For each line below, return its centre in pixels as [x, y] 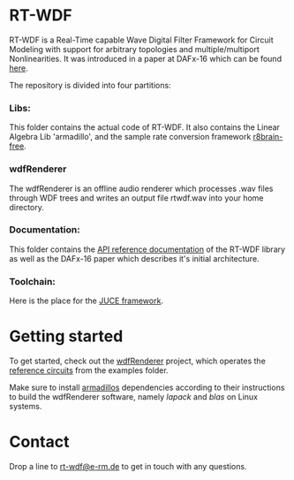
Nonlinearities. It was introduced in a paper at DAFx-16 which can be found [146, 58]
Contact [39, 442]
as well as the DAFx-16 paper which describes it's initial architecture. [134, 258]
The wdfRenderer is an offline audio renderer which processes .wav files [141, 188]
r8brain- [268, 137]
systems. [26, 407]
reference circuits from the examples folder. [89, 370]
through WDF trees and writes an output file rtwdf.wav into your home [136, 198]
